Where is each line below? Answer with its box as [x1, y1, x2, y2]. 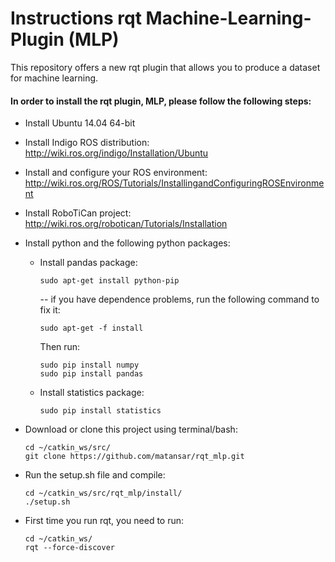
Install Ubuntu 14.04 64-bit [24, 117, 136, 129]
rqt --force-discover [24, 543, 115, 553]
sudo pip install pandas [39, 369, 144, 379]
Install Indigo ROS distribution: [24, 137, 150, 149]
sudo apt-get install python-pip [39, 276, 180, 286]
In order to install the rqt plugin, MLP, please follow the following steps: [10, 95, 312, 107]
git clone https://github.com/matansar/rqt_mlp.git [24, 452, 245, 462]
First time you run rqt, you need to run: [24, 515, 185, 527]
